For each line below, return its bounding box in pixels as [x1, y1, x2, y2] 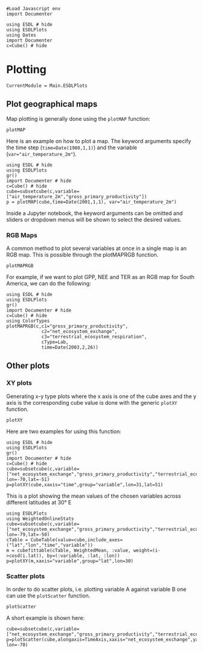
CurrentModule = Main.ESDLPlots [6, 82, 88, 89]
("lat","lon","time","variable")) [6, 542, 94, 548]
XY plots [6, 379, 32, 387]
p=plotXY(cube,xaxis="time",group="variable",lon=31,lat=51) [6, 481, 164, 487]
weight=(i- [133, 547, 161, 553]
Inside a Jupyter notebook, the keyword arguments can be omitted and [6, 209, 183, 217]
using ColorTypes [6, 318, 50, 324]
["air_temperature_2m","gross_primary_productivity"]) [6, 193, 147, 199]
